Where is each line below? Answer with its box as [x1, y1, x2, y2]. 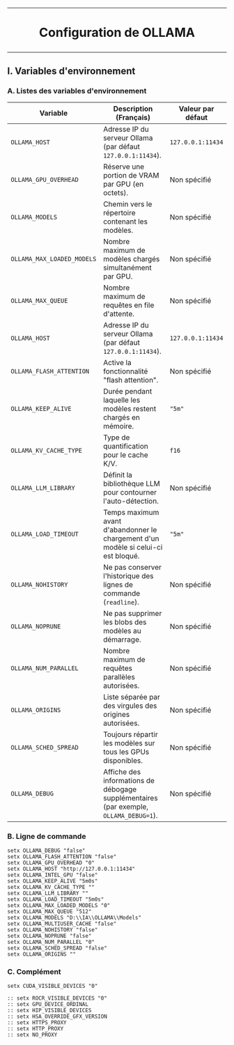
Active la [103, 357, 132, 367]
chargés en [103, 412, 141, 422]
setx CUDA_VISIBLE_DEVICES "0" [7, 983, 98, 990]
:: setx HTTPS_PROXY [7, 1019, 68, 1026]
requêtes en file [103, 300, 155, 310]
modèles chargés [103, 254, 160, 263]
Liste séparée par [103, 692, 160, 702]
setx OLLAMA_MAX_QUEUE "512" [7, 908, 92, 915]
